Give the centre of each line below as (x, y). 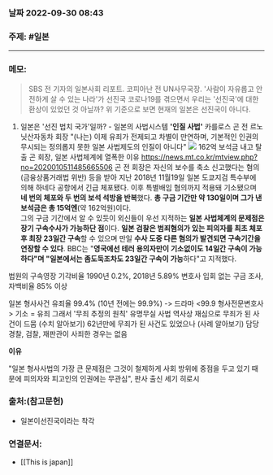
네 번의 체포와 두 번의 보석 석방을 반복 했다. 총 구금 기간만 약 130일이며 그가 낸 (141, 198)
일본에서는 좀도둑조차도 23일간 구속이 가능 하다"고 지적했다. (143, 259)
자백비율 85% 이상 (38, 285)
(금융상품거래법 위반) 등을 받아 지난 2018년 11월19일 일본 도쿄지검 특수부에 (138, 177)
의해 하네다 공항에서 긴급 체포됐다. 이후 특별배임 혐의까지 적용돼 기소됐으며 (139, 187)
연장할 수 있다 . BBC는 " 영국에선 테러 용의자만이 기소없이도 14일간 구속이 (134, 248)
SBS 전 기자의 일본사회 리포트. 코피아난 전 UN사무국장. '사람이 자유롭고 (141, 89)
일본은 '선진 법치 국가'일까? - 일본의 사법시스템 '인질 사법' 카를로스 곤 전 (134, 126)
